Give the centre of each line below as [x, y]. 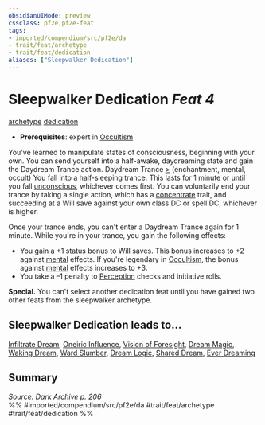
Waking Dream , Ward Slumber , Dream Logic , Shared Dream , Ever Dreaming [132, 353]
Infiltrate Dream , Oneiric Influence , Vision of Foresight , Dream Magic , [121, 344]
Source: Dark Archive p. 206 [55, 397]
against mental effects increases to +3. [84, 267]
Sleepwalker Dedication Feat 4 [111, 99]
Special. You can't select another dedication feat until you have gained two [131, 291]
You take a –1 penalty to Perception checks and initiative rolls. [121, 276]
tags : [17, 30]
